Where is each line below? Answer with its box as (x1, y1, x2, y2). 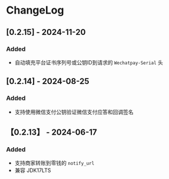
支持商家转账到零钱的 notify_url (14, 160, 95, 167)
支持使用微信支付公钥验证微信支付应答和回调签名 (14, 108, 134, 115)
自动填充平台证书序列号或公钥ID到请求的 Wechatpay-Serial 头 (14, 58, 164, 66)
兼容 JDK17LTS (14, 167, 51, 174)
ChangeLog (6, 4, 64, 17)
